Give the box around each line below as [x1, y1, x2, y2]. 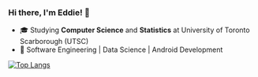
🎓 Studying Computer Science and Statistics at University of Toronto [19, 25, 250, 35]
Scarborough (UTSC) [19, 37, 89, 46]
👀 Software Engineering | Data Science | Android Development [19, 45, 223, 54]
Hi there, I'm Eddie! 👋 [8, 7, 91, 18]
